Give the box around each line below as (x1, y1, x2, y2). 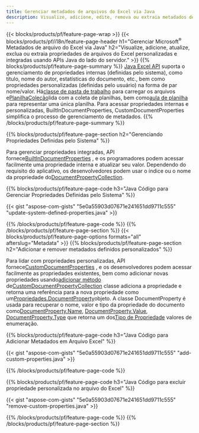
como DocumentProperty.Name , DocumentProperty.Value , (6, 308, 148, 315)
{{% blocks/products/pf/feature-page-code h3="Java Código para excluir (6, 379, 186, 386)
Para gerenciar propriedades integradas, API (6, 148, 115, 156)
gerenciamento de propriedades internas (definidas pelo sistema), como (6, 69, 183, 76)
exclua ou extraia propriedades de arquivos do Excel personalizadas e (6, 50, 178, 57)
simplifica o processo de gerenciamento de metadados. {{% (6, 113, 153, 120)
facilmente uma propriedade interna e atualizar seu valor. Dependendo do (6, 161, 187, 169)
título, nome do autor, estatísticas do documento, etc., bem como (6, 75, 165, 83)
